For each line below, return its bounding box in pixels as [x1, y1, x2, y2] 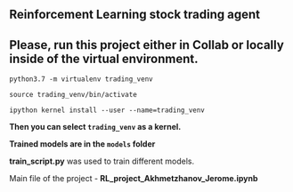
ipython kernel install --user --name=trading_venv [9, 106, 205, 115]
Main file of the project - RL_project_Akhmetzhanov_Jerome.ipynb [9, 173, 258, 184]
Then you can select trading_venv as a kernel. [9, 122, 182, 132]
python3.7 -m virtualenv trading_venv [9, 75, 153, 84]
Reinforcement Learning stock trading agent [9, 7, 261, 22]
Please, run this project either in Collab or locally [9, 37, 285, 52]
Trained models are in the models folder [9, 139, 156, 149]
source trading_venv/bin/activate [9, 91, 138, 100]
